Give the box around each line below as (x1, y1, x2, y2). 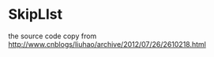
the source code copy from (8, 31, 97, 41)
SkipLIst (8, 5, 63, 23)
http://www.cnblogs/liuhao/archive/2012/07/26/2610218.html (8, 39, 207, 48)
